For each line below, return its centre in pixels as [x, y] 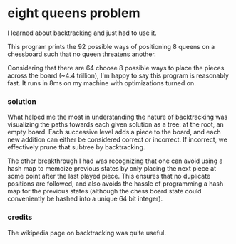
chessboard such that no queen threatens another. [82, 54]
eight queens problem [74, 13]
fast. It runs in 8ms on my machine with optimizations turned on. [102, 83]
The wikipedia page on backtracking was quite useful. [87, 233]
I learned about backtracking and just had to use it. [82, 33]
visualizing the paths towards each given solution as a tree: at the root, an [116, 124]
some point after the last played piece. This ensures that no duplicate [109, 176]
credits [20, 217]
